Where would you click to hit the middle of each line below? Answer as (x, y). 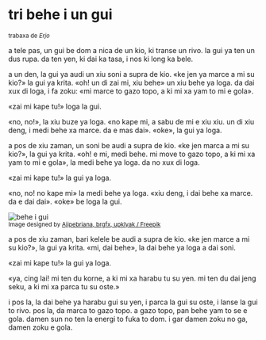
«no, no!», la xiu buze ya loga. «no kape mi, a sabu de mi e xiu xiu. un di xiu (131, 121)
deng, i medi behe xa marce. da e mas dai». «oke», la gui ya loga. (115, 130)
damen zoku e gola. (40, 327)
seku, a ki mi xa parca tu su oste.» (64, 286)
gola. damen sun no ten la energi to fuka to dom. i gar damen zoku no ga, (128, 319)
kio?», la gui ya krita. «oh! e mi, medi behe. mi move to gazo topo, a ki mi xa (132, 154)
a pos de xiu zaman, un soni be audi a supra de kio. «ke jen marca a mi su (129, 145)
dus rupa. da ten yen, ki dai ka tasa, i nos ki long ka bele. (101, 59)
